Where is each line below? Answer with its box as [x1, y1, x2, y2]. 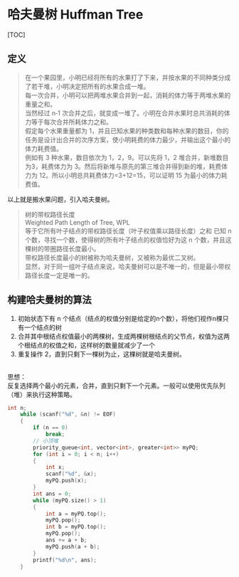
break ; [45, 431, 65, 438]
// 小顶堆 [33, 437, 59, 445]
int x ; [45, 464, 65, 471]
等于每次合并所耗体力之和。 [31, 117, 112, 126]
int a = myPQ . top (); [45, 510, 107, 517]
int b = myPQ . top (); [45, 524, 107, 531]
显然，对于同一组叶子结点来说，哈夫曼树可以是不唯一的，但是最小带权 [24, 262, 231, 270]
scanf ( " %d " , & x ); [45, 470, 97, 477]
